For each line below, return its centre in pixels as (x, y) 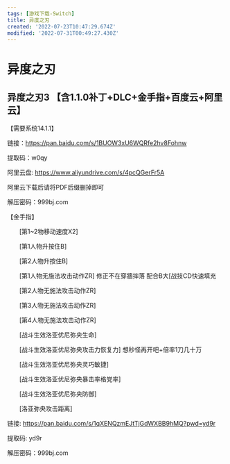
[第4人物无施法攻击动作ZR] (58, 320)
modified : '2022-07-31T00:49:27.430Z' (63, 33)
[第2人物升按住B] (43, 261)
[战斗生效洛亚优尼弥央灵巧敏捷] (64, 365)
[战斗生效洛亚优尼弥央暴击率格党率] (70, 379)
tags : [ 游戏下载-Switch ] (41, 14)
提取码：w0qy (27, 158)
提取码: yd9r (25, 438)
